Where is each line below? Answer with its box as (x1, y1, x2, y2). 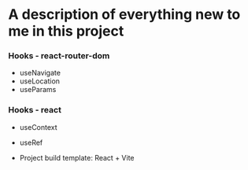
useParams (19, 85, 57, 94)
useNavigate (19, 68, 61, 78)
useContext (19, 122, 57, 131)
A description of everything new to (8, 6, 241, 24)
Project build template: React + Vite (19, 153, 135, 162)
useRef (19, 138, 43, 147)
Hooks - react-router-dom (8, 50, 110, 61)
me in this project (8, 22, 124, 40)
